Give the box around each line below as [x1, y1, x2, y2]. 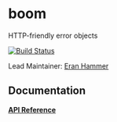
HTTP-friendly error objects [8, 31, 98, 40]
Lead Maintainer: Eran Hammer [8, 61, 109, 71]
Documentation [8, 84, 86, 98]
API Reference [8, 105, 57, 114]
